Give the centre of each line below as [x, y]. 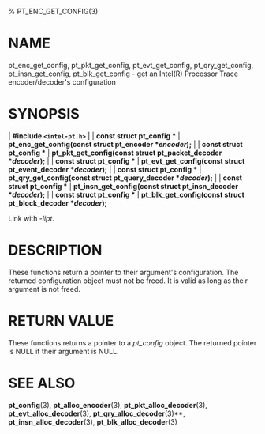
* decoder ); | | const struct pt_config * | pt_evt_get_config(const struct [127, 160]
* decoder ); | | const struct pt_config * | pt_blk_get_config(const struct [126, 194]
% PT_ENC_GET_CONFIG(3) [53, 11]
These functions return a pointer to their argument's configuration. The [123, 272]
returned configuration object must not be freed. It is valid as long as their [128, 281]
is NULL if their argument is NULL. [64, 351]
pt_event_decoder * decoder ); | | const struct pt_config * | [105, 169]
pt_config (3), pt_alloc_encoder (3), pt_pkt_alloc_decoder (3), [108, 405]
